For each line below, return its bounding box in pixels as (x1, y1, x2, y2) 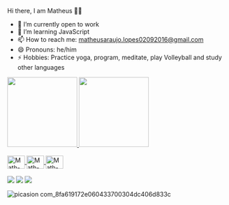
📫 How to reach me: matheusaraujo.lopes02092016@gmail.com (17, 36, 204, 43)
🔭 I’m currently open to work (17, 20, 100, 28)
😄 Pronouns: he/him (17, 45, 77, 54)
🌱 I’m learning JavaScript (17, 28, 89, 36)
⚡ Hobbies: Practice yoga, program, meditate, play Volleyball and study (17, 53, 222, 61)
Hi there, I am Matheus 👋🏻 (7, 7, 82, 15)
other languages (17, 63, 65, 71)
